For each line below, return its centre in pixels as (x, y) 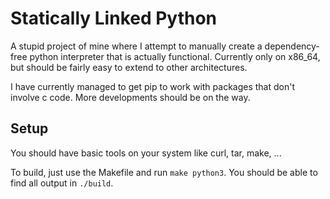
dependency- (292, 46)
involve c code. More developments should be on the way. (130, 97)
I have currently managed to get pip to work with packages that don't (153, 86)
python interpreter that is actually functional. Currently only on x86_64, (175, 56)
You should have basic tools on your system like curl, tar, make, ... (146, 153)
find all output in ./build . (62, 183)
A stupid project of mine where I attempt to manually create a (136, 46)
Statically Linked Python (114, 18)
